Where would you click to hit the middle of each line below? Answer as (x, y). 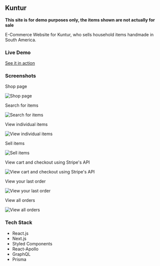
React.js (20, 233)
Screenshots (21, 76)
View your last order (25, 181)
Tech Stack (19, 222)
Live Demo (18, 52)
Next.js (19, 238)
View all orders (20, 200)
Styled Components (32, 243)
